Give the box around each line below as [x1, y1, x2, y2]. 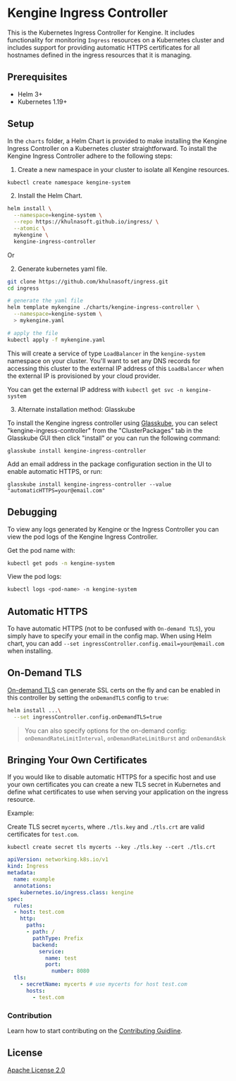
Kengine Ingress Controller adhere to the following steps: [7, 152, 173, 160]
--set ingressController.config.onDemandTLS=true [13, 714, 162, 721]
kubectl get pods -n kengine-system [7, 559, 115, 567]
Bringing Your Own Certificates [7, 755, 148, 767]
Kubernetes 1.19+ [17, 97, 68, 106]
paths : [25, 922, 46, 929]
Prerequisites [7, 71, 68, 83]
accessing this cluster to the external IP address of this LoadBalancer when [7, 364, 224, 372]
